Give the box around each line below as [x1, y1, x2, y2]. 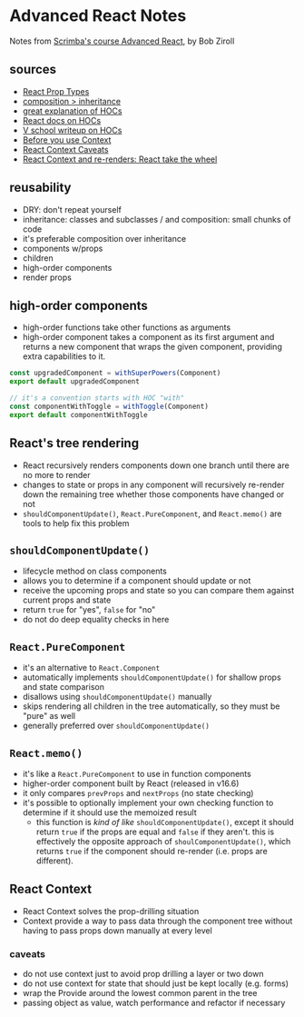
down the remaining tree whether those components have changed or [22, 488, 285, 500]
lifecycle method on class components [22, 565, 168, 577]
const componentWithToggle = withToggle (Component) [9, 402, 209, 411]
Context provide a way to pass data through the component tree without [22, 915, 293, 926]
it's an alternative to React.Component [22, 663, 161, 673]
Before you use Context [22, 134, 112, 145]
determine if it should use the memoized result [22, 807, 197, 818]
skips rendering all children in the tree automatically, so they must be [22, 701, 280, 712]
